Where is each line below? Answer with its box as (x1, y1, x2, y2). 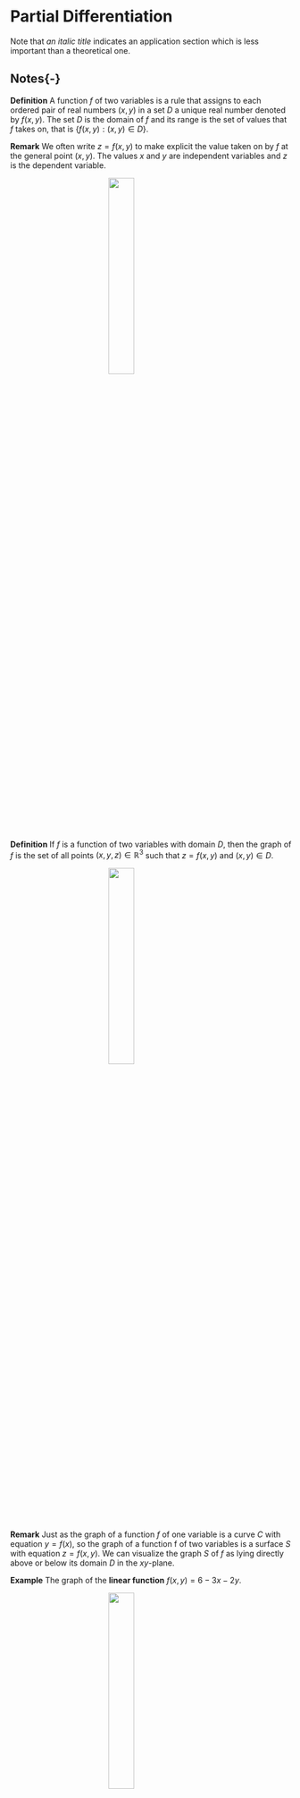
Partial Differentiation (10, 6, 173, 27)
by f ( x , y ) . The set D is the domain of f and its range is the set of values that (10, 114, 287, 124)
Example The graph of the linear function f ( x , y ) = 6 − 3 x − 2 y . (10, 1575, 242, 1586)
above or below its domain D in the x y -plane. (10, 1557, 175, 1568)
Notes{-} (10, 72, 62, 87)
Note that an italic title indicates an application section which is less (10, 36, 260, 46)
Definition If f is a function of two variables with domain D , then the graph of (10, 839, 292, 849)
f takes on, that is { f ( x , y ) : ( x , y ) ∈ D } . (10, 123, 149, 134)
